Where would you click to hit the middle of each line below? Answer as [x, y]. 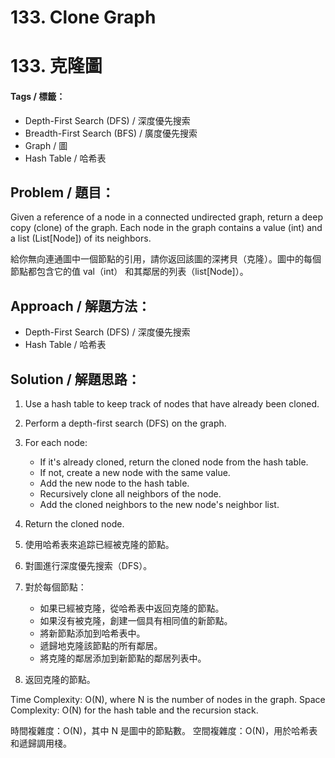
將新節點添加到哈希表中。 [92, 633]
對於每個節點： [55, 587]
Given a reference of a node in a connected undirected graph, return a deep [166, 217]
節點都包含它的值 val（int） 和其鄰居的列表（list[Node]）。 [129, 272]
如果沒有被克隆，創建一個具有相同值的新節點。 [136, 621]
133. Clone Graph [83, 17]
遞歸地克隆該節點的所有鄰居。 [101, 646]
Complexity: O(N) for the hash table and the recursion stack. [134, 710]
